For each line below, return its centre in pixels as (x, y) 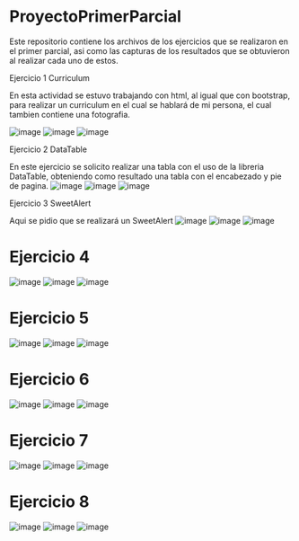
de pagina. (29, 185)
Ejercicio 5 (49, 319)
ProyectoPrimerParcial (96, 17)
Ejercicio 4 (49, 257)
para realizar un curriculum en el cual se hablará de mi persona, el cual (141, 104)
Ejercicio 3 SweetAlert (50, 203)
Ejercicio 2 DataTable (48, 149)
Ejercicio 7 (49, 440)
